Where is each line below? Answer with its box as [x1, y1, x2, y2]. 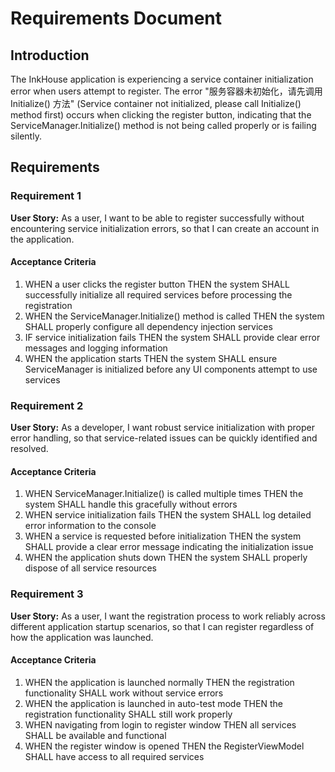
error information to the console [24, 520, 157, 532]
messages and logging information [24, 342, 168, 354]
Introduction [10, 47, 90, 64]
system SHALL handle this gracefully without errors [24, 498, 238, 511]
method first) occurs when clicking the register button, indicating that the [10, 109, 312, 121]
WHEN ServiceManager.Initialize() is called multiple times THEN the [24, 488, 304, 500]
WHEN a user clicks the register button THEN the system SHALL [24, 278, 290, 290]
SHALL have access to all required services [24, 750, 205, 762]
